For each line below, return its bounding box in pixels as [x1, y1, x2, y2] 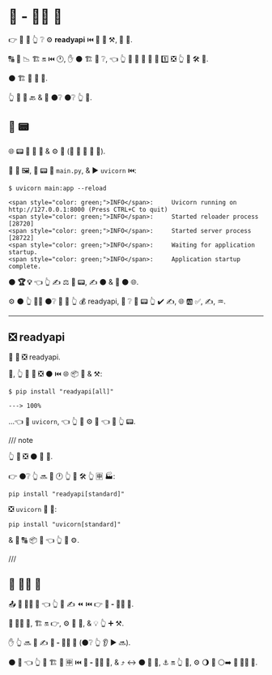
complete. [8, 262, 42, 270]
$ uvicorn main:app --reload [8, 184, 107, 192]
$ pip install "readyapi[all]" [8, 387, 114, 396]
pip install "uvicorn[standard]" [8, 520, 121, 528]
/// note [8, 435, 34, 445]
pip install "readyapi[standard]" [8, 490, 125, 498]
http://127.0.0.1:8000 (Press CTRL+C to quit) [8, 205, 168, 213]
